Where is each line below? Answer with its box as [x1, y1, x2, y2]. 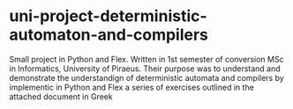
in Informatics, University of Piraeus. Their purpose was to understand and [9, 63, 281, 74]
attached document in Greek [9, 91, 113, 102]
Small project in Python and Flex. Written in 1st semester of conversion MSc [9, 54, 284, 64]
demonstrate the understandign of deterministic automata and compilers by [9, 72, 284, 83]
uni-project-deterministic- [9, 6, 207, 26]
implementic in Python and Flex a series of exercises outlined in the [9, 82, 254, 92]
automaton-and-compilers [9, 25, 209, 45]
